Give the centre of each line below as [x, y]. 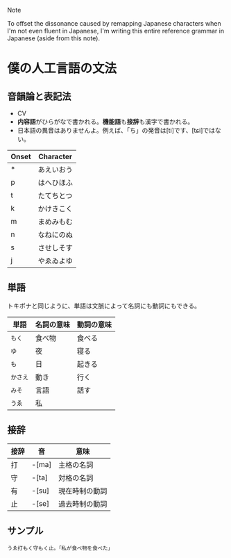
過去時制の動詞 [83, 504]
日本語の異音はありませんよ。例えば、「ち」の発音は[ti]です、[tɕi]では [116, 130]
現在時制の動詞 [83, 491]
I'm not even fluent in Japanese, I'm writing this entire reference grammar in [115, 31]
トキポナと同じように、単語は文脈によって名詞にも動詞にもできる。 [104, 306]
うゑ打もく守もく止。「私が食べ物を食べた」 [60, 548]
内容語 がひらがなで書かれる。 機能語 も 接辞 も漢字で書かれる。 [105, 122]
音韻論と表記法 [39, 96]
